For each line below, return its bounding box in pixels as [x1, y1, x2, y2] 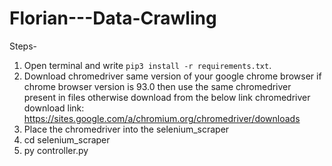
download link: [23, 102, 85, 114]
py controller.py [23, 144, 89, 156]
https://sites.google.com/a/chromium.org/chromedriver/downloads [23, 112, 301, 124]
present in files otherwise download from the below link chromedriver [23, 91, 311, 103]
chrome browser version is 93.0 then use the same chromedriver [23, 80, 292, 92]
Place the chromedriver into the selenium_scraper [23, 123, 230, 135]
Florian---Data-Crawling [9, 7, 217, 30]
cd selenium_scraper [23, 133, 111, 146]
